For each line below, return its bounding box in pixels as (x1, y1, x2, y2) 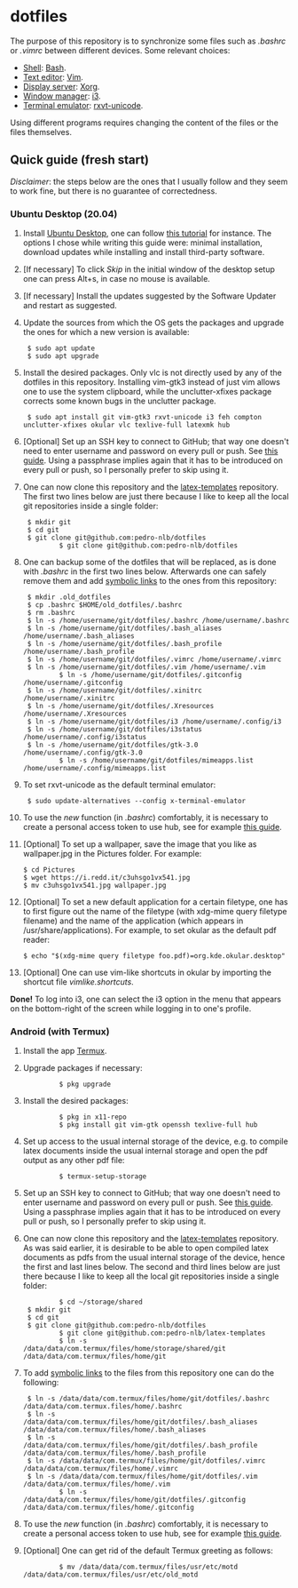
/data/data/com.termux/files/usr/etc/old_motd (22, 1570, 199, 1579)
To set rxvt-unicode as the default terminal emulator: (22, 779, 216, 790)
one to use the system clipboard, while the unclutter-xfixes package (22, 387, 272, 397)
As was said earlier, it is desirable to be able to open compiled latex (22, 1242, 270, 1254)
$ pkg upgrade (59, 1080, 112, 1089)
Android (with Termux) (10, 1025, 110, 1037)
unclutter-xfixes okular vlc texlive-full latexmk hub (22, 420, 231, 430)
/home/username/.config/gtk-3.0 (22, 748, 143, 757)
